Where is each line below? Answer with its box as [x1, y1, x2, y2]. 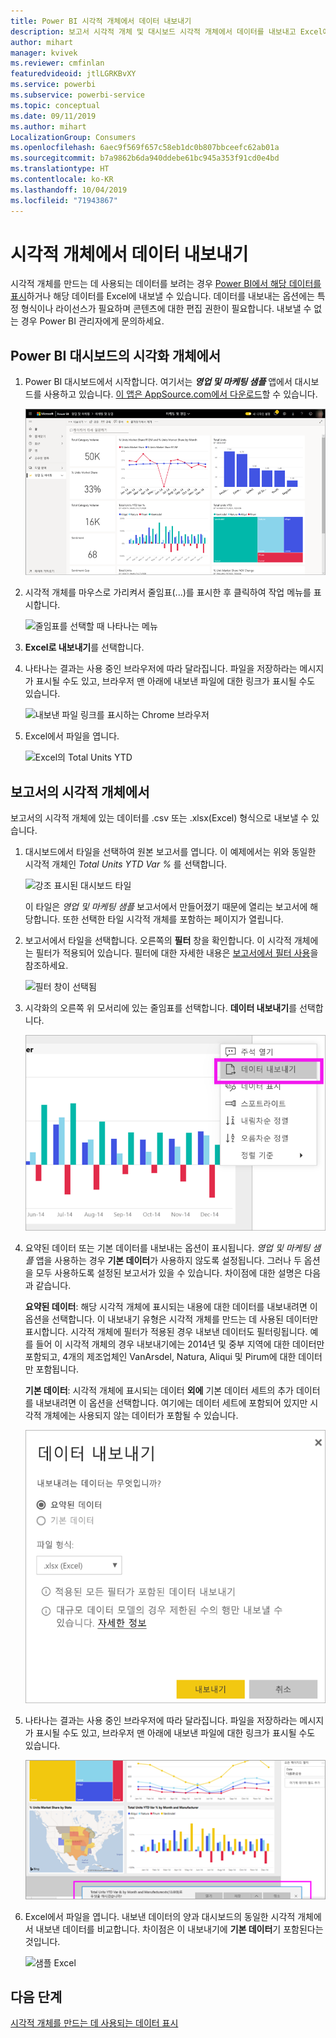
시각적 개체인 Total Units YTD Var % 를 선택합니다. [24, 858, 228, 870]
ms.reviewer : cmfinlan [10, 58, 105, 69]
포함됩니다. [35, 1363, 80, 1375]
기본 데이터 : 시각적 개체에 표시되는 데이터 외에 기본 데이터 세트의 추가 [24, 1384, 295, 1396]
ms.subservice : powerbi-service [10, 90, 145, 100]
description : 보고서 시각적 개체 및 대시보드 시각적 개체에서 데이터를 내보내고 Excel [10, 26, 323, 37]
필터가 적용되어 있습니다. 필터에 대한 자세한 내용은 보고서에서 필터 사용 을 [35, 947, 319, 959]
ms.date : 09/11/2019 [10, 111, 97, 121]
